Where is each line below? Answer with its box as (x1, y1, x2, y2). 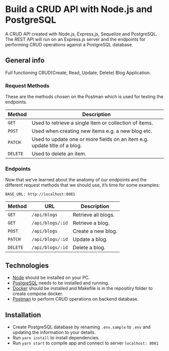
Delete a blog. (72, 244, 106, 251)
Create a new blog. (72, 228, 117, 235)
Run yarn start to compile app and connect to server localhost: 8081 (12, 340, 159, 346)
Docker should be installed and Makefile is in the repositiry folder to (12, 286, 153, 292)
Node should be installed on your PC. (12, 274, 90, 280)
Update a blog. (72, 236, 108, 243)
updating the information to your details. (12, 329, 96, 335)
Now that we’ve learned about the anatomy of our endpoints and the (5, 177, 147, 183)
